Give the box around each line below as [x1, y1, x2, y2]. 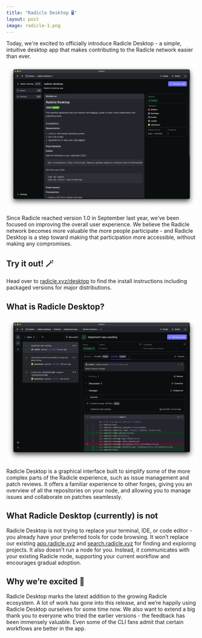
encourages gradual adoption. [6, 559, 82, 566]
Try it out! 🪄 [6, 258, 54, 269]
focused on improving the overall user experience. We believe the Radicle [6, 221, 190, 228]
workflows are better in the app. [6, 625, 86, 632]
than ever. [6, 53, 31, 60]
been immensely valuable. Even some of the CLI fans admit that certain [6, 618, 184, 625]
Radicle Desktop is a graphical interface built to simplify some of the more [6, 467, 191, 475]
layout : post [6, 16, 39, 22]
